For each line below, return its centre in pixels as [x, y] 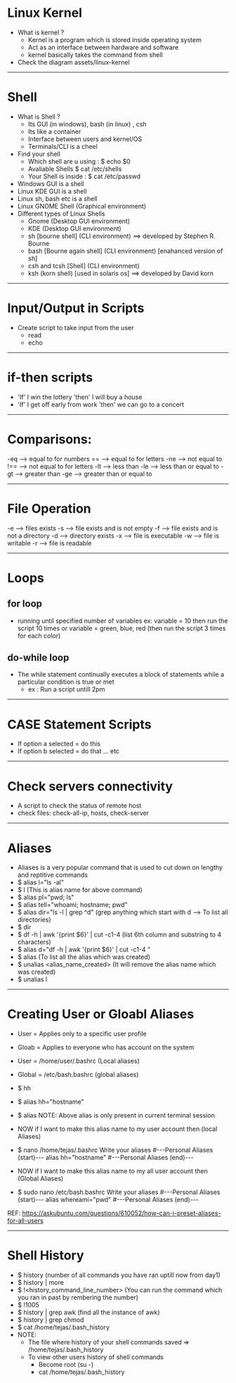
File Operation [49, 509]
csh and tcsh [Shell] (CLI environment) [84, 265]
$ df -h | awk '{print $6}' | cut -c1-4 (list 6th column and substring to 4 [119, 934]
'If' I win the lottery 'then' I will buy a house [80, 397]
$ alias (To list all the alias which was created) [84, 957]
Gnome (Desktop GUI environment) [79, 221]
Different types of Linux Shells [61, 213]
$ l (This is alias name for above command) [80, 890]
